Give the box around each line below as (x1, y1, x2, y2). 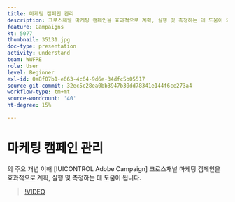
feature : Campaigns (7, 23, 64, 30)
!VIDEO (24, 187, 45, 196)
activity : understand (7, 50, 71, 57)
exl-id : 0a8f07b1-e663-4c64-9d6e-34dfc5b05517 (7, 75, 145, 83)
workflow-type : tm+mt (7, 88, 71, 95)
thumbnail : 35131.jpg (7, 36, 71, 43)
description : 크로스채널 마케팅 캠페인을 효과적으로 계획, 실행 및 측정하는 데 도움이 (7, 17, 223, 24)
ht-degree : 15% (7, 102, 52, 109)
